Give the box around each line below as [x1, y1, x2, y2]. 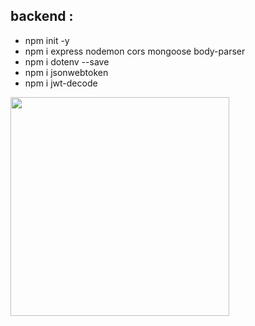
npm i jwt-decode [24, 77, 98, 89]
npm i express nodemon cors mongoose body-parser [24, 45, 246, 57]
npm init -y [24, 34, 70, 46]
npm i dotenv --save [24, 55, 110, 68]
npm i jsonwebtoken [24, 66, 109, 78]
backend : [10, 8, 74, 25]
